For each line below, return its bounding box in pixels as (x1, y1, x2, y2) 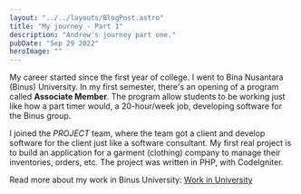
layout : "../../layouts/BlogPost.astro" (9, 13, 165, 23)
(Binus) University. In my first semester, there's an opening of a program (9, 82, 279, 92)
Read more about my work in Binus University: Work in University (9, 174, 253, 186)
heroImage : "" (9, 47, 63, 56)
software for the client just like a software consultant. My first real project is (9, 138, 292, 149)
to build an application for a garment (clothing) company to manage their (9, 147, 281, 159)
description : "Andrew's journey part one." (9, 30, 177, 39)
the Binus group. (9, 111, 72, 121)
